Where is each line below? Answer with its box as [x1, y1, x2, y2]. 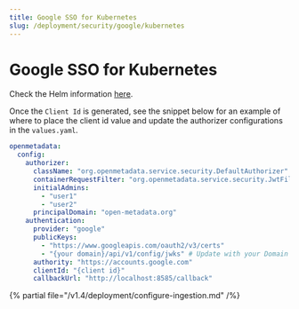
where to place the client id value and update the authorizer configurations [9, 115, 283, 126]
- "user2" [41, 200, 77, 209]
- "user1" [41, 192, 77, 201]
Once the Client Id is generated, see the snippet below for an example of [9, 106, 281, 116]
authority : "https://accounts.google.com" [32, 257, 193, 266]
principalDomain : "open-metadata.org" [32, 208, 177, 218]
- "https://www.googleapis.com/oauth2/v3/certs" [41, 241, 225, 250]
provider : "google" [32, 225, 105, 234]
